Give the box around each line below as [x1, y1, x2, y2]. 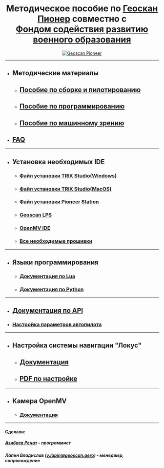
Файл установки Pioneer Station [19, 198, 99, 205]
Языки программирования [12, 258, 99, 266]
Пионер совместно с [37, 13, 127, 24]
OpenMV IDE [19, 225, 51, 232]
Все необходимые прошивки [19, 238, 93, 245]
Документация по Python [19, 286, 84, 293]
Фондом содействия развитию [16, 24, 148, 35]
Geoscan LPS [19, 212, 52, 218]
